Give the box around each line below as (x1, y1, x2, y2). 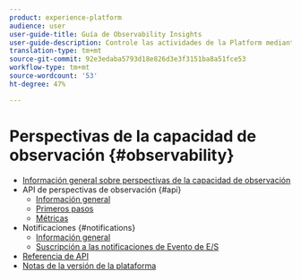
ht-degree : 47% (9, 80, 66, 89)
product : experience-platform (9, 13, 123, 22)
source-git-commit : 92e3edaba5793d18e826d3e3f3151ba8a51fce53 (9, 55, 246, 64)
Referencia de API (21, 250, 90, 261)
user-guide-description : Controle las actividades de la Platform (9, 38, 262, 47)
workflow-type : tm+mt (9, 64, 90, 72)
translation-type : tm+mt (9, 47, 102, 55)
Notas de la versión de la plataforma (21, 260, 157, 271)
